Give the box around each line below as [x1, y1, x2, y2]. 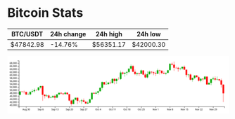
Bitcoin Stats [7, 5, 84, 21]
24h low [136, 30, 161, 38]
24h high [95, 30, 123, 38]
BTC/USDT [11, 30, 44, 38]
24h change [50, 30, 87, 38]
